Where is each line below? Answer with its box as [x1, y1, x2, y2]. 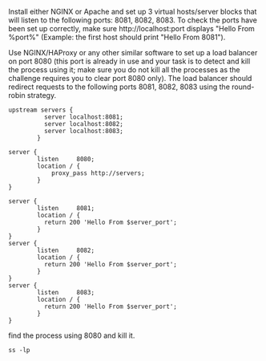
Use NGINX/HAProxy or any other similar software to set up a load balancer [8, 48, 258, 57]
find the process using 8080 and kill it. [8, 331, 135, 340]
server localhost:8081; [43, 113, 124, 121]
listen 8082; [37, 246, 95, 254]
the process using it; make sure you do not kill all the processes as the [8, 65, 240, 75]
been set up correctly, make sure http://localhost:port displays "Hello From [8, 24, 255, 33]
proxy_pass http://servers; [50, 169, 146, 177]
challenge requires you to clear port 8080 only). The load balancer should [8, 74, 252, 83]
